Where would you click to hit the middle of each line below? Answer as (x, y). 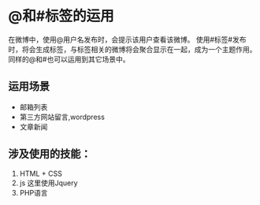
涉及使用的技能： (50, 154)
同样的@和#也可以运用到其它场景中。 (69, 59)
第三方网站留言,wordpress (62, 117)
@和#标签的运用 (61, 16)
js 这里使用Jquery (48, 183)
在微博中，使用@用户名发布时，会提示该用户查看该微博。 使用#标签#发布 (127, 39)
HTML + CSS (41, 173)
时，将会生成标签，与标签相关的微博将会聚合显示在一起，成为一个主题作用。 (132, 49)
